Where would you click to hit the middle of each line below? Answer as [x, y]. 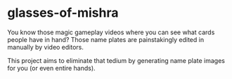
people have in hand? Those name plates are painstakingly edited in [106, 39]
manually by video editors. [46, 47]
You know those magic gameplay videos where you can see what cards [111, 32]
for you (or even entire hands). [52, 68]
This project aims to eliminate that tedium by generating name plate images [116, 60]
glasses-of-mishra [63, 13]
